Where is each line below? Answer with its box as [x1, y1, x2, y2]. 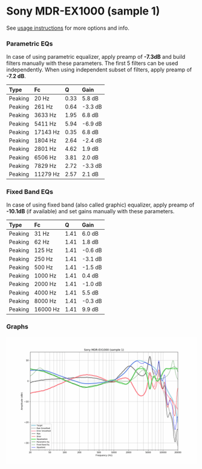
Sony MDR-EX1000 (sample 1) [6, 4, 160, 18]
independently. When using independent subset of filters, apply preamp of [6, 66, 192, 73]
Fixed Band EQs [6, 187, 53, 196]
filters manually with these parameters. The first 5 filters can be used [6, 59, 178, 67]
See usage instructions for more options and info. [6, 24, 130, 32]
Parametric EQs [6, 39, 53, 48]
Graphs [6, 322, 28, 331]
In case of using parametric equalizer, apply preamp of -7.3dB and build [6, 53, 186, 61]
